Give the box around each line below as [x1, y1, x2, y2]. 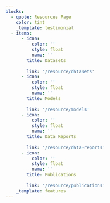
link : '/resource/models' [26, 106, 90, 112]
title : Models [26, 95, 61, 101]
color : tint [16, 19, 45, 25]
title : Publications [26, 172, 77, 178]
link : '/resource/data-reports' [26, 144, 106, 150]
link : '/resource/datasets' [26, 68, 95, 74]
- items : [11, 30, 32, 36]
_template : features [16, 188, 66, 194]
